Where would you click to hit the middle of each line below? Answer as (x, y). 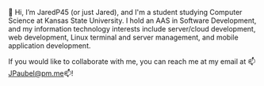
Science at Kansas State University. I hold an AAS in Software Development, (132, 21)
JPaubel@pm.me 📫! (41, 73)
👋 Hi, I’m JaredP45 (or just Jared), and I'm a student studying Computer (125, 12)
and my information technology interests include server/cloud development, (132, 29)
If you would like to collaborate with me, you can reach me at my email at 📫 (132, 62)
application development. (50, 46)
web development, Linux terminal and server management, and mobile (124, 37)
